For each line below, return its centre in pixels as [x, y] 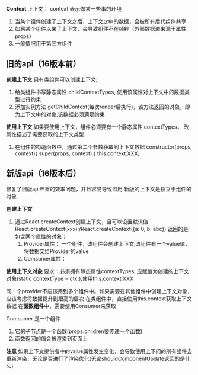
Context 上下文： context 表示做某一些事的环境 [64, 9]
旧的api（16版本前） [44, 64]
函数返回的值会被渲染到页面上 [51, 338]
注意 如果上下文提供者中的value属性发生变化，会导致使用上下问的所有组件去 [99, 351]
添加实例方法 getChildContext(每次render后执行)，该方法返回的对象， [100, 107]
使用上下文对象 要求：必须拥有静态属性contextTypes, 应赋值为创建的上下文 [98, 271]
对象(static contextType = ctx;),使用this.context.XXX [70, 278]
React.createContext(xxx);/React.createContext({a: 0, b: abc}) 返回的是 [101, 229]
